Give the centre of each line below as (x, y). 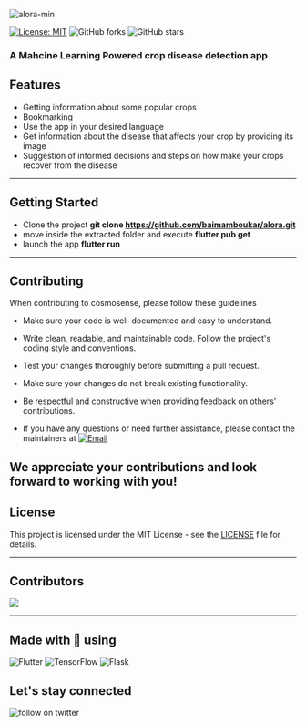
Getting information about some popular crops (110, 107)
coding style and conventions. (79, 348)
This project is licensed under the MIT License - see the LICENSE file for (145, 534)
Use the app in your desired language (93, 126)
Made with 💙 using (63, 640)
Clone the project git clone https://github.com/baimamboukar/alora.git (159, 225)
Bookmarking (47, 116)
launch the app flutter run (71, 244)
